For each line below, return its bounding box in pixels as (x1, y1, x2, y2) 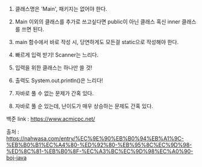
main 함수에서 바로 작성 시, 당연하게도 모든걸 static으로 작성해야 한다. (14, 39, 179, 45)
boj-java (6, 154, 27, 161)
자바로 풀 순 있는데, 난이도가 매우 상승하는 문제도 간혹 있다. (14, 102, 154, 110)
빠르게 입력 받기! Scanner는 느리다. (14, 51, 99, 58)
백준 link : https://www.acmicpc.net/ (6, 115, 95, 122)
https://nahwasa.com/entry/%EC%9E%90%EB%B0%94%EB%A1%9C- (6, 135, 184, 142)
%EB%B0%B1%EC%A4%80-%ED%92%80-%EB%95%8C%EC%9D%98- (6, 141, 192, 148)
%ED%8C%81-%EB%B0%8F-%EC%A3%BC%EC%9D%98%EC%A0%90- (6, 148, 194, 155)
